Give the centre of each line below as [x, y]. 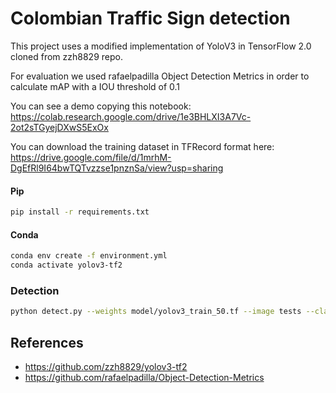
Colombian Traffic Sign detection [150, 18]
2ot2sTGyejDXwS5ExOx [59, 127]
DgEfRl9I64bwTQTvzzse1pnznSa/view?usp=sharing [117, 168]
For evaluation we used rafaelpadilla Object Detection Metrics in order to [160, 76]
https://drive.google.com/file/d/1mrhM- [91, 157]
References [47, 342]
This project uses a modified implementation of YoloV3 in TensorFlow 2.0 [161, 46]
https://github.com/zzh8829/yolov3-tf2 [106, 366]
